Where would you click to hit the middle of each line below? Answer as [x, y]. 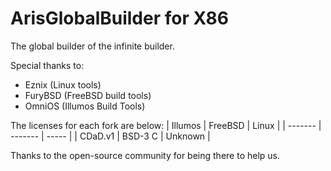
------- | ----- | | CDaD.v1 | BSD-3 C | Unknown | [110, 136]
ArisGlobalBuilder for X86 [119, 18]
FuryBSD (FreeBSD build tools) [88, 95]
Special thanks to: [47, 65]
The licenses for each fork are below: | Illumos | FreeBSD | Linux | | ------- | [166, 125]
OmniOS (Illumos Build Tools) [85, 106]
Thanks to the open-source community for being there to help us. [145, 155]
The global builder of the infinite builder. [92, 46]
